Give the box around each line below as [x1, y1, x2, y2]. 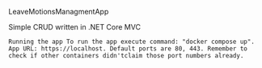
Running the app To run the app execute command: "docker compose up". [8, 38, 255, 46]
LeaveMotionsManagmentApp [8, 7, 109, 16]
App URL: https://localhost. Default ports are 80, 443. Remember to [8, 45, 248, 53]
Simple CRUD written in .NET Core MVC [8, 22, 142, 31]
